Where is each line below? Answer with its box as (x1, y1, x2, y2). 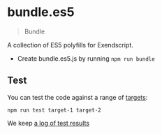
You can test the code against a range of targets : (7, 93, 148, 101)
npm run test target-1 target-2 (7, 106, 101, 114)
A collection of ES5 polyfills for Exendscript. (7, 40, 134, 49)
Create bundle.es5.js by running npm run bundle (17, 54, 155, 63)
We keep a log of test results (7, 119, 89, 127)
